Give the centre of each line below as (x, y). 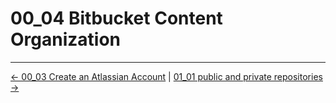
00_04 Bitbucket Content (116, 18)
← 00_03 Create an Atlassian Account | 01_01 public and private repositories (166, 76)
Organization (65, 39)
